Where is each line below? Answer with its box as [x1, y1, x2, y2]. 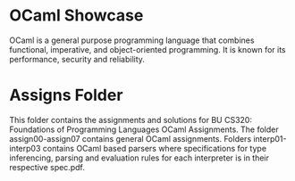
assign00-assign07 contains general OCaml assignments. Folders [9, 133, 252, 144]
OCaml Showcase [9, 5, 144, 26]
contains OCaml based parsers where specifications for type [42, 143, 266, 153]
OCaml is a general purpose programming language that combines [9, 35, 255, 45]
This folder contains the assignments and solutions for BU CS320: [9, 114, 253, 125]
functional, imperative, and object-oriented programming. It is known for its [9, 44, 286, 54]
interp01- [253, 133, 288, 144]
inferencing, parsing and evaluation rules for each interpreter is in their [9, 152, 270, 163]
